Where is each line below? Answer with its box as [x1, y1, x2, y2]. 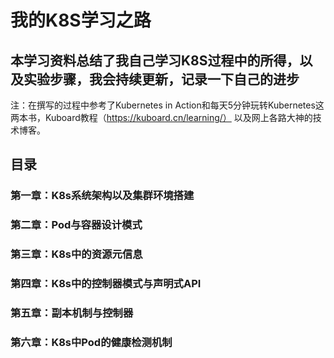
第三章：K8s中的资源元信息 [10, 247, 143, 261]
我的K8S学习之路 [10, 9, 152, 32]
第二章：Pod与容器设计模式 [10, 218, 143, 232]
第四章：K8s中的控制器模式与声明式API [10, 277, 202, 291]
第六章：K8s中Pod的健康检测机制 [10, 335, 173, 349]
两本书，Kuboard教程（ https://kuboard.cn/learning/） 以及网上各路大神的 [10, 112, 313, 123]
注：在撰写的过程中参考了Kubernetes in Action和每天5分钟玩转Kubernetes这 [10, 99, 325, 111]
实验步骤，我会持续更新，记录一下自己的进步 [23, 71, 300, 88]
